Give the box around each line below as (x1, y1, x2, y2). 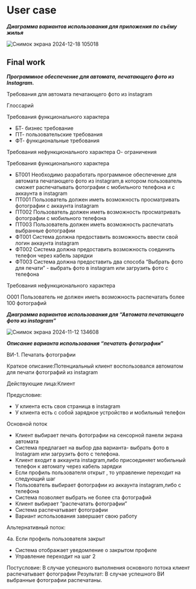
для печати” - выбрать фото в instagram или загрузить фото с (15, 264, 169, 271)
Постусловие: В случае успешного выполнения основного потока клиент (6, 564, 190, 571)
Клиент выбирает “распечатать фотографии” (15, 500, 127, 507)
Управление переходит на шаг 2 (15, 553, 96, 560)
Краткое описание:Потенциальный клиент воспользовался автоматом (6, 362, 183, 369)
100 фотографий (6, 299, 47, 306)
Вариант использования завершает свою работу (15, 512, 138, 519)
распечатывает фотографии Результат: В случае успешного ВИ (6, 570, 165, 577)
